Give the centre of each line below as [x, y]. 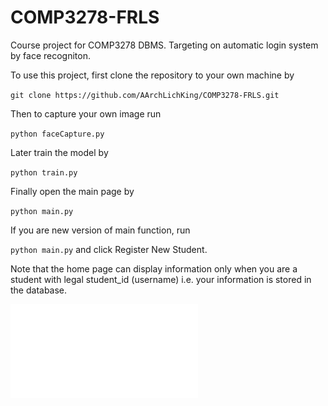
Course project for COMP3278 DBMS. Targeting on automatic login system [164, 45]
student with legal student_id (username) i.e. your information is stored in [161, 279]
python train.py [44, 172]
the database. [39, 290]
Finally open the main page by [72, 191]
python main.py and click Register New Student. [109, 249]
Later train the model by [59, 152]
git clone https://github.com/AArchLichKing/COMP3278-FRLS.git [145, 95]
